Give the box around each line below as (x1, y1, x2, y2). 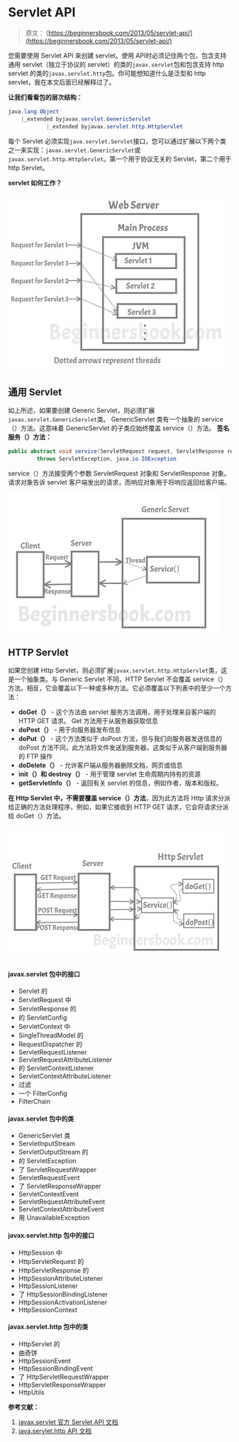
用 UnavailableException (18, 1213, 90, 1222)
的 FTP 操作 (18, 752, 52, 760)
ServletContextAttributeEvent (18, 1205, 105, 1213)
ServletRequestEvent (18, 1174, 80, 1182)
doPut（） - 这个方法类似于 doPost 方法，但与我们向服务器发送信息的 (18, 734, 223, 742)
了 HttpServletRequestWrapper (18, 1372, 109, 1381)
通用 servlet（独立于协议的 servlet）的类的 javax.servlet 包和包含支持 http (8, 60, 225, 68)
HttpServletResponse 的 (18, 1266, 89, 1275)
